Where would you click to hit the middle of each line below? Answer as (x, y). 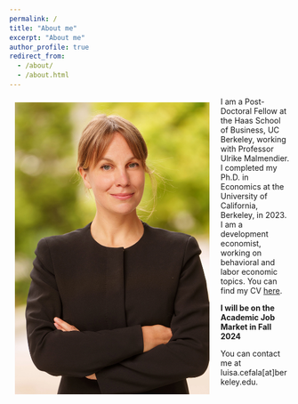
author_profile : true (49, 47)
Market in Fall (246, 327)
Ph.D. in (235, 177)
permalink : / (33, 19)
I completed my (249, 167)
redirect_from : (37, 57)
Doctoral (236, 110)
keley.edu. (240, 382)
